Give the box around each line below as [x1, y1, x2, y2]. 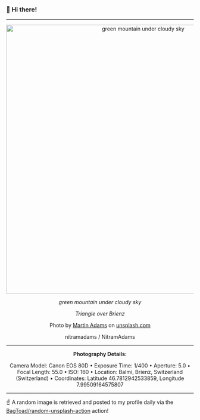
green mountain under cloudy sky [58, 299, 142, 306]
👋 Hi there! [6, 5, 37, 14]
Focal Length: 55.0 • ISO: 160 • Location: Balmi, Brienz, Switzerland [17, 369, 183, 376]
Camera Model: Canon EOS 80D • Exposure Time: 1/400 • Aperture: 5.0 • [10, 362, 190, 369]
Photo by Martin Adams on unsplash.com [49, 322, 151, 329]
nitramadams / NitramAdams [64, 333, 136, 341]
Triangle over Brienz [75, 310, 125, 317]
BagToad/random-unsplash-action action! [6, 407, 109, 415]
